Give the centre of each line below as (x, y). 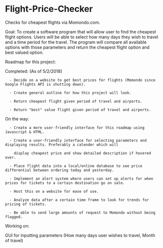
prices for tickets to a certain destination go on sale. (65, 183)
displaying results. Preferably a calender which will (62, 145)
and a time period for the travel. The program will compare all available (76, 42)
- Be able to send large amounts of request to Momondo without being (82, 213)
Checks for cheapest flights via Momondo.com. (53, 22)
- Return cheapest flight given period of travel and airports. (76, 101)
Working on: (17, 226)
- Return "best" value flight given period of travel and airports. (80, 110)
